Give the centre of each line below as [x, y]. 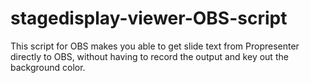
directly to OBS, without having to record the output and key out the [149, 56]
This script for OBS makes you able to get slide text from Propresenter [155, 46]
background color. [48, 67]
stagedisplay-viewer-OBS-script [149, 18]
